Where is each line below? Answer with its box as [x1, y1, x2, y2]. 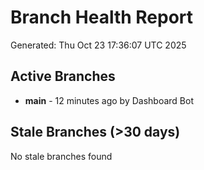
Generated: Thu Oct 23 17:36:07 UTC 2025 [10, 39, 187, 51]
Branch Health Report [10, 6, 194, 29]
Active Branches [10, 68, 116, 85]
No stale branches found [10, 150, 113, 162]
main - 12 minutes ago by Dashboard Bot [24, 94, 195, 106]
